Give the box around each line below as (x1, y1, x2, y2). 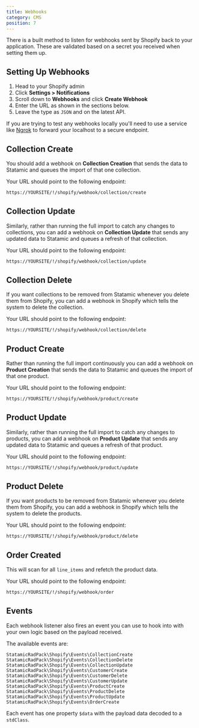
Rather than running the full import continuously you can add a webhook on (6, 359, 194, 367)
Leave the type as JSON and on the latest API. (14, 108, 126, 116)
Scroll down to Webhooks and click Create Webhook (14, 96, 148, 103)
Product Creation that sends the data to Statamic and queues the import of (6, 366, 193, 373)
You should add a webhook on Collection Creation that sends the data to (6, 160, 188, 167)
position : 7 (6, 20, 36, 26)
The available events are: (6, 639, 69, 647)
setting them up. (6, 49, 47, 57)
